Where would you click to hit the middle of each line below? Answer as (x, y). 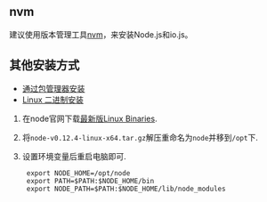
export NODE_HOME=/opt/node (78, 173)
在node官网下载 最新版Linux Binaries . (89, 118)
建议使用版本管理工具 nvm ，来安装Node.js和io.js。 (101, 34)
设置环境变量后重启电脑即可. (74, 156)
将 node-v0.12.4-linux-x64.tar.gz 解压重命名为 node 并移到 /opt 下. (140, 137)
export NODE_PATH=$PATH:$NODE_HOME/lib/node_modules (126, 189)
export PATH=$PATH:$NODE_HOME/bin (90, 181)
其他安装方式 (44, 65)
